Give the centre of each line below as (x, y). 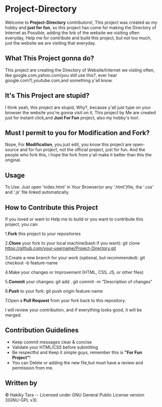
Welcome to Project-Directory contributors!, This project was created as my (81, 22)
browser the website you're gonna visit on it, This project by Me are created (81, 112)
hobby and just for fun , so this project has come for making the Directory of (81, 27)
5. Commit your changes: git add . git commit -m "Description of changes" (79, 282)
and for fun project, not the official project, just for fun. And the (83, 150)
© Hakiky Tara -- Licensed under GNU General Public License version (75, 395)
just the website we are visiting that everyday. (51, 43)
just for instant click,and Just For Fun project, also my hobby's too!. (72, 118)
